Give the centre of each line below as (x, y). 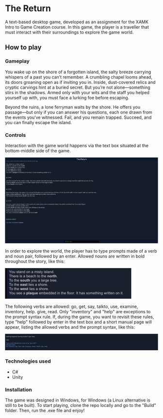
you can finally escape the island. (38, 122)
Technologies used (28, 361)
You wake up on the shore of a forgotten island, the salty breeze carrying (78, 72)
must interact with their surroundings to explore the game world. (69, 32)
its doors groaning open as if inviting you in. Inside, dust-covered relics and (81, 82)
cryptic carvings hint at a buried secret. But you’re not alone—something (78, 87)
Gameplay (17, 61)
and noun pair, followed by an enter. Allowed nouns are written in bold (75, 256)
